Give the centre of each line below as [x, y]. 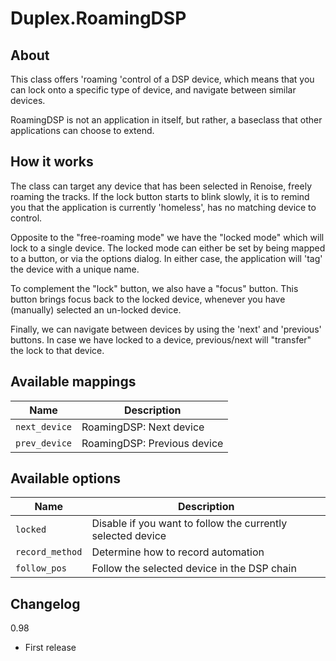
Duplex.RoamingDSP [98, 18]
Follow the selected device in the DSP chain [194, 569]
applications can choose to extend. [82, 130]
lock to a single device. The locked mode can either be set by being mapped [168, 248]
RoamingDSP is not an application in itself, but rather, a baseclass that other [166, 120]
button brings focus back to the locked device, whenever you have [148, 299]
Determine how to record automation [178, 552]
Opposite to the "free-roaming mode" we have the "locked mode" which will [167, 237]
